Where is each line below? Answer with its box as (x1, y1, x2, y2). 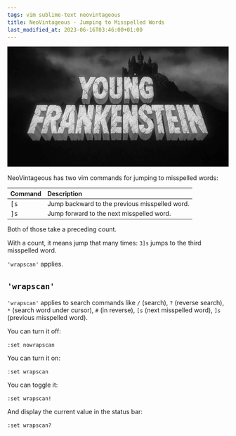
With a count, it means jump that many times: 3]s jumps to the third (7, 238, 202, 247)
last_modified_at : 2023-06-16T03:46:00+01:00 (7, 26, 143, 33)
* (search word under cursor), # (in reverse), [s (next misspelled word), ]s (7, 306, 221, 314)
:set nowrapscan (7, 342, 55, 349)
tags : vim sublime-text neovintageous (7, 11, 121, 18)
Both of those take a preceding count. (7, 225, 117, 233)
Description (47, 189, 83, 198)
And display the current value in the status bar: (7, 408, 143, 416)
